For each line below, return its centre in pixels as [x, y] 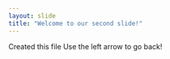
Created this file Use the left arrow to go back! [85, 46]
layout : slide [32, 16]
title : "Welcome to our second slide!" [76, 23]
